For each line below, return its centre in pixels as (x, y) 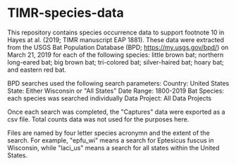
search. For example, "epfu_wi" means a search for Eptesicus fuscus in (111, 140)
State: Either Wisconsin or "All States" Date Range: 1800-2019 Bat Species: (116, 91)
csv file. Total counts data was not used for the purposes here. (98, 119)
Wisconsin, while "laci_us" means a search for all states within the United (113, 147)
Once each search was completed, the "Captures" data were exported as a (116, 112)
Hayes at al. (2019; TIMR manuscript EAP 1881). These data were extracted (116, 39)
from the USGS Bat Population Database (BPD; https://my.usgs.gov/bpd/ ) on (118, 47)
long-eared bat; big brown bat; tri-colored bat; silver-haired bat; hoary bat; (116, 62)
